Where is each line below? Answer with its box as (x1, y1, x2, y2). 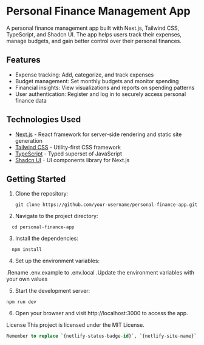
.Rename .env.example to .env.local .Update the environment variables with (6, 269, 194, 276)
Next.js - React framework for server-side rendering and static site (15, 131, 182, 138)
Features (6, 55, 41, 65)
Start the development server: (15, 287, 90, 295)
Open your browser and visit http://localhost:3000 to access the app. (15, 310, 188, 317)
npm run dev (6, 299, 36, 305)
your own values (6, 275, 48, 283)
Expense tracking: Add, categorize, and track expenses (15, 71, 154, 78)
